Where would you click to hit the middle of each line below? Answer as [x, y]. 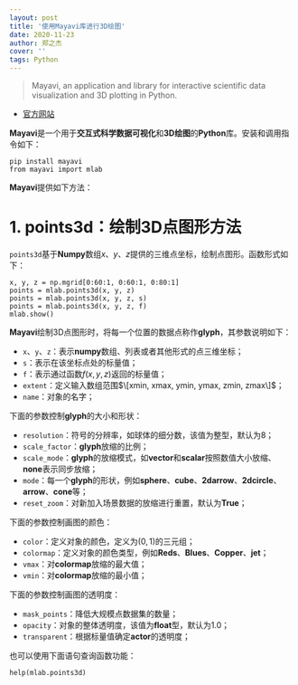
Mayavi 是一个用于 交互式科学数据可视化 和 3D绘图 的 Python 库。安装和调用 [145, 133]
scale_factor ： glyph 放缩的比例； [85, 446]
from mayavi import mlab [56, 169]
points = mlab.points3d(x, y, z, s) [78, 298]
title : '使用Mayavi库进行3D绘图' [67, 26]
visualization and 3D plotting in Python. [104, 95]
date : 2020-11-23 [42, 34]
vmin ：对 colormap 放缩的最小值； [84, 575]
